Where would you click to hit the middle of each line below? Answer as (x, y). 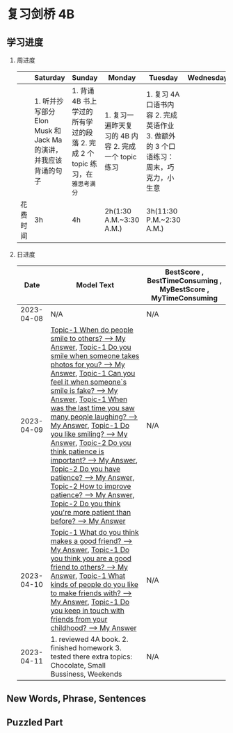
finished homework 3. (86, 648)
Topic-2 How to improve (91, 486)
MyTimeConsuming (185, 298)
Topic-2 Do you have (86, 469)
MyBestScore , (184, 289)
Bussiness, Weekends (86, 674)
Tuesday (163, 78)
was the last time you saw (93, 408)
